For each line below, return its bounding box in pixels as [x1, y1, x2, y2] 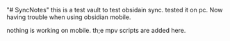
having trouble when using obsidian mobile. [6, 13, 131, 21]
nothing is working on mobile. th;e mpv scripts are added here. [6, 27, 186, 34]
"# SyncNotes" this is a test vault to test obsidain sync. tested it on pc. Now [6, 6, 223, 14]
